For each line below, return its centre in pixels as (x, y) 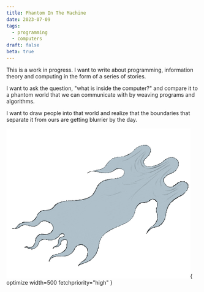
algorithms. (21, 101)
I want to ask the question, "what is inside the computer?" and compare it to (102, 88)
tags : (13, 26)
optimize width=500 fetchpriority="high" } (59, 282)
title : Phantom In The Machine (46, 13)
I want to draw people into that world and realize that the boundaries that (98, 113)
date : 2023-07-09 (28, 19)
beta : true (20, 52)
